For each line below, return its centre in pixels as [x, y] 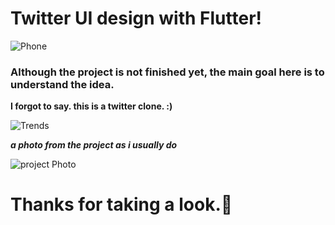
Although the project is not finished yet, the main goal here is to [167, 72]
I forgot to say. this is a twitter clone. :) [91, 106]
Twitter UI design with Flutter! [136, 18]
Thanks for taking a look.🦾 [121, 204]
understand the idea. [62, 84]
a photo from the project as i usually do [94, 145]
